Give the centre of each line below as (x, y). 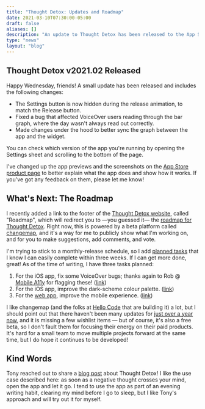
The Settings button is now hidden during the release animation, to (99, 104)
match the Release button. (48, 110)
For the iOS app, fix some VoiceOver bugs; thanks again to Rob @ (98, 276)
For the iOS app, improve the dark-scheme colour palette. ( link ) (95, 289)
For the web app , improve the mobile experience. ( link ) (84, 295)
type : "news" (23, 40)
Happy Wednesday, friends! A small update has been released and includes (101, 85)
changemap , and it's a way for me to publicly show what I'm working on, (97, 233)
